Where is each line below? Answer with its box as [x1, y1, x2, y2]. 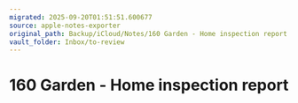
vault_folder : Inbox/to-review [9, 37, 125, 47]
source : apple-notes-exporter [9, 21, 122, 30]
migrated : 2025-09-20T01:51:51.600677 [9, 12, 153, 22]
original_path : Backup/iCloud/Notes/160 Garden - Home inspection [9, 29, 260, 38]
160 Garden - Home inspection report [9, 76, 289, 95]
